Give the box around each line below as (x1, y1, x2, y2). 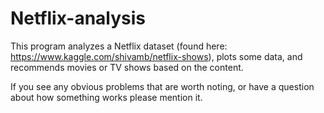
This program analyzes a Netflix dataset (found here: (10, 40, 228, 52)
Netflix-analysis (10, 7, 147, 30)
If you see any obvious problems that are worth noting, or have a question (10, 80, 315, 92)
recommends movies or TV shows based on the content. (10, 61, 244, 73)
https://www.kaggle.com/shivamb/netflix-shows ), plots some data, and (10, 50, 303, 62)
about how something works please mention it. (10, 91, 203, 103)
